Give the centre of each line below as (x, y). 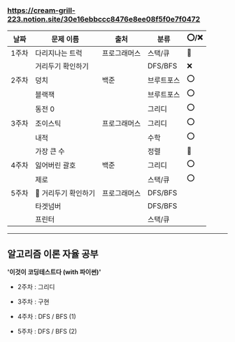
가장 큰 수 (50, 151)
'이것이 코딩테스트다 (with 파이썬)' (54, 272)
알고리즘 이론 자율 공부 (53, 254)
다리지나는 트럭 (58, 53)
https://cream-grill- (41, 10)
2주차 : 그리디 (36, 287)
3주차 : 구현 (33, 302)
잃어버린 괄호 (55, 165)
